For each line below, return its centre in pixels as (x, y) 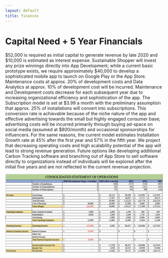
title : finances (22, 16)
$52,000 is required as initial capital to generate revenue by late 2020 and (81, 55)
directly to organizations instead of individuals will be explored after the (79, 162)
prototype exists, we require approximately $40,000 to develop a (72, 71)
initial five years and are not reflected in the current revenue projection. (78, 167)
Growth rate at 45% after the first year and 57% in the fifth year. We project (83, 140)
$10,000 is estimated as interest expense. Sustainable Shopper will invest (81, 61)
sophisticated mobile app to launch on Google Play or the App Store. (76, 76)
